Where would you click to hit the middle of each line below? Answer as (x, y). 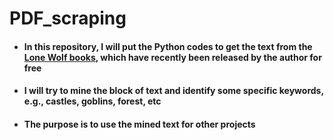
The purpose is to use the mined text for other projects (139, 124)
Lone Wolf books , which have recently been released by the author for (172, 57)
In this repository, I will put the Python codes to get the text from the (168, 46)
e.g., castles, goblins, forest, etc (92, 101)
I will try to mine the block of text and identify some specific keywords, (173, 91)
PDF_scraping (68, 18)
